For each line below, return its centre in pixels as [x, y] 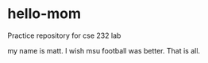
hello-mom [44, 14]
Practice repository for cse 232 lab [64, 35]
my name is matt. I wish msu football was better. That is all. [104, 50]
